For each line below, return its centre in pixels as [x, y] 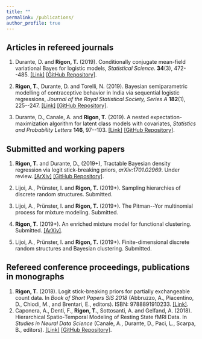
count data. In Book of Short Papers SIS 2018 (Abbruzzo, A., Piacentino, [104, 297]
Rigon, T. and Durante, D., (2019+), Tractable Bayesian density [93, 163]
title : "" [19, 12]
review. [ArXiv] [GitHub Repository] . [59, 176]
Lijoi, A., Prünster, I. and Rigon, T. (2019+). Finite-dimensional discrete [102, 242]
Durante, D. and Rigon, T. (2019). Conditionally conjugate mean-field [100, 62]
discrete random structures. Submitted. [64, 194]
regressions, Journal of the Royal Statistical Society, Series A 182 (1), [100, 99]
